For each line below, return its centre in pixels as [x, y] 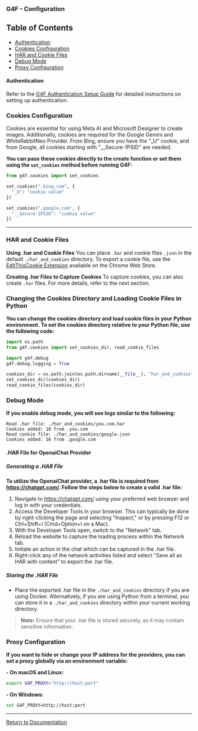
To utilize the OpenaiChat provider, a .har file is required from [82, 481]
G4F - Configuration [35, 9]
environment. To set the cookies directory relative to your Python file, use [98, 324]
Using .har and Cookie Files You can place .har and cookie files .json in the [99, 252]
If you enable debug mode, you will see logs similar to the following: [91, 413]
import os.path [25, 342]
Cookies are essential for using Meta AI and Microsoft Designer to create [94, 128]
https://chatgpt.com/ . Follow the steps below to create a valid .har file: [94, 487]
